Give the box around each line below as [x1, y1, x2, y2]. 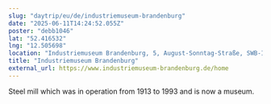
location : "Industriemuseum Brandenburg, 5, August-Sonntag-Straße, [8, 49, 244, 57]
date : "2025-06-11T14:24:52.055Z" [8, 19, 125, 27]
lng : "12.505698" [8, 42, 67, 50]
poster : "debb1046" [8, 27, 74, 35]
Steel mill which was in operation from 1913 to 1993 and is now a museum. [8, 86, 255, 96]
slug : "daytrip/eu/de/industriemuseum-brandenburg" [8, 11, 186, 20]
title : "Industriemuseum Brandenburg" [8, 57, 139, 65]
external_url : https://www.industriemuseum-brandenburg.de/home [8, 64, 229, 73]
